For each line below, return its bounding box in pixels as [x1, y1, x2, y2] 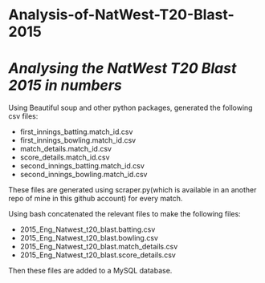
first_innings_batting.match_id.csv [19, 127, 133, 137]
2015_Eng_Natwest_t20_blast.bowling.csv [19, 233, 159, 243]
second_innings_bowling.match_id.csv [19, 170, 148, 180]
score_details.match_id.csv [19, 152, 110, 162]
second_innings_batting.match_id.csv [19, 161, 145, 171]
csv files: [8, 111, 39, 121]
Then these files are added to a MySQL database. [8, 266, 173, 276]
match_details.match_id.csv [19, 144, 112, 154]
